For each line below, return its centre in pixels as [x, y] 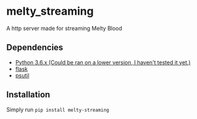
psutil [22, 75]
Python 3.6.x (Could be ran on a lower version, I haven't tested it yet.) [103, 62]
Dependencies [35, 48]
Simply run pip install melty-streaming [58, 109]
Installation [28, 95]
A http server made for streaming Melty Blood [64, 28]
